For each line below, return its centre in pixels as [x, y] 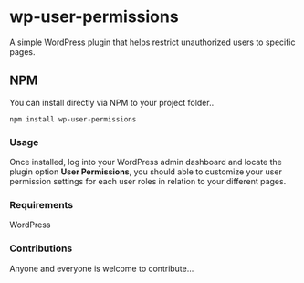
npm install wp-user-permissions [73, 119]
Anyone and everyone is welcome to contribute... [102, 268]
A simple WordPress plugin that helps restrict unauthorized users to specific [152, 42]
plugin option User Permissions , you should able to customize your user [146, 172]
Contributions [41, 248]
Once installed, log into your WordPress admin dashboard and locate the [146, 162]
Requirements [42, 204]
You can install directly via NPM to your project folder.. [112, 102]
